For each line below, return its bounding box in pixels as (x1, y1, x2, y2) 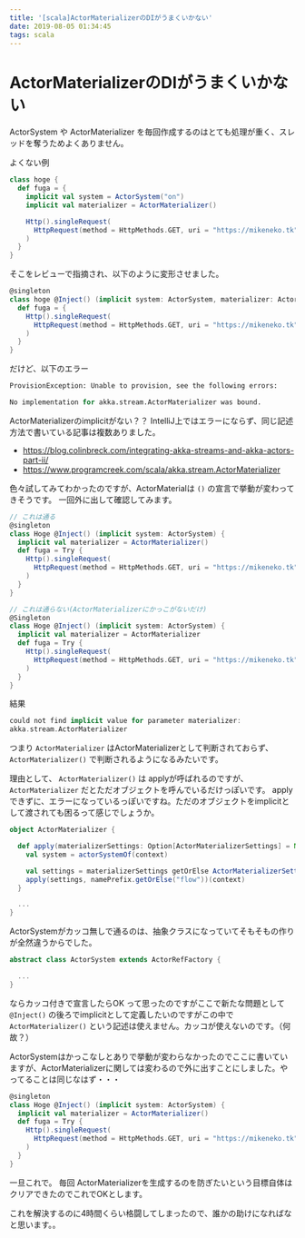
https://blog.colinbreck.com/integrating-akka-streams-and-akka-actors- (22, 444, 295, 455)
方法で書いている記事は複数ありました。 (9, 426, 161, 437)
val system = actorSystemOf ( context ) (25, 850, 169, 859)
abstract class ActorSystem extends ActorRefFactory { (9, 956, 221, 965)
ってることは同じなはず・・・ (9, 1074, 121, 1084)
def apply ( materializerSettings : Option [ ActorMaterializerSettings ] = (17, 842, 290, 851)
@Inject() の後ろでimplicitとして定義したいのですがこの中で (9, 1009, 234, 1020)
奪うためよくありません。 (33, 138, 129, 149)
